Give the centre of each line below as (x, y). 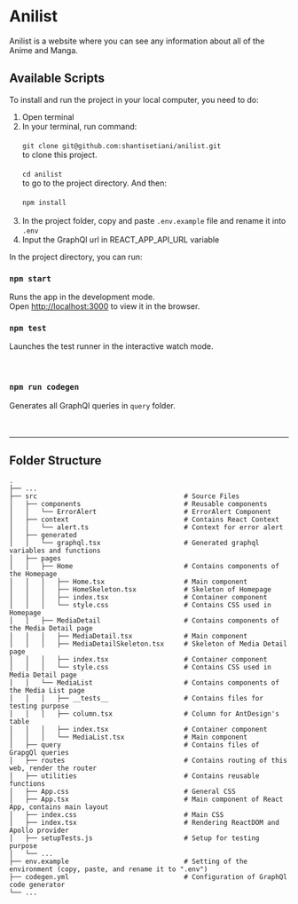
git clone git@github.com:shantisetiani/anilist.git (122, 146)
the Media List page (47, 691)
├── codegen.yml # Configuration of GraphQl (149, 877)
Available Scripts (57, 79)
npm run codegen (44, 387)
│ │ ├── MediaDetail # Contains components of (144, 621)
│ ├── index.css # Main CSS (117, 815)
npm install (44, 202)
